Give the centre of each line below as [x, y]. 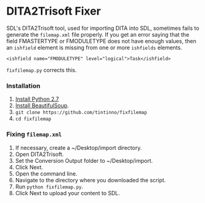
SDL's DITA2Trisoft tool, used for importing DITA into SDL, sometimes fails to [103, 28]
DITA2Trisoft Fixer [54, 11]
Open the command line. [46, 173]
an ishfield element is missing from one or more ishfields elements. [94, 48]
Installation [24, 85]
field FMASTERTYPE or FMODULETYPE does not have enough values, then [102, 41]
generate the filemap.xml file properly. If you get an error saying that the [98, 34]
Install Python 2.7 [37, 99]
